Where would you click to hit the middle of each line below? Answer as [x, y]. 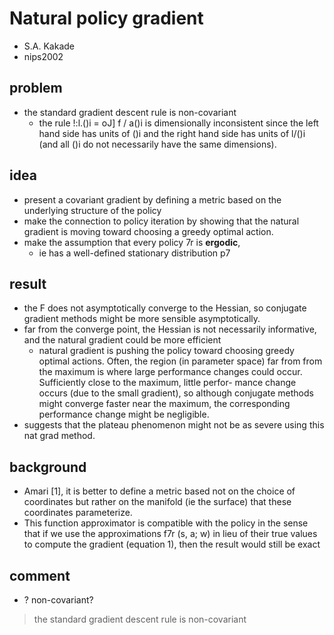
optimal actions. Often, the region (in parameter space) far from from [180, 361]
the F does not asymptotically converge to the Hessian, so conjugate [165, 308]
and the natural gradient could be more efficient [122, 340]
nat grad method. [59, 436]
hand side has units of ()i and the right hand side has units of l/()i [172, 133]
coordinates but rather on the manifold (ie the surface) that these [157, 502]
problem [36, 88]
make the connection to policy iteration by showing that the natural [161, 221]
